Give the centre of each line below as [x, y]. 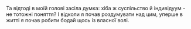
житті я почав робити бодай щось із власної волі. [68, 20]
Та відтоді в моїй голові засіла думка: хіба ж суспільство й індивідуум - [96, 8]
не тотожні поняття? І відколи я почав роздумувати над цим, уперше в [95, 14]
